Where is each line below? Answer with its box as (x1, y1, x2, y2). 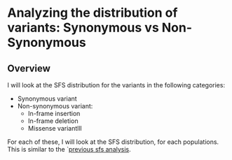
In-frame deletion (27, 117, 79, 125)
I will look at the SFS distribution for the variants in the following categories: (7, 81, 226, 89)
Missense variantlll (27, 124, 82, 132)
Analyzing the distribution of (7, 5, 178, 21)
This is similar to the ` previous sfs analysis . (7, 145, 131, 153)
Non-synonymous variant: (17, 102, 93, 110)
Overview (7, 62, 51, 74)
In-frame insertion (27, 110, 81, 117)
